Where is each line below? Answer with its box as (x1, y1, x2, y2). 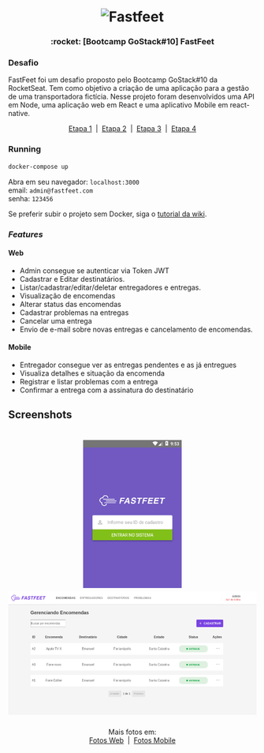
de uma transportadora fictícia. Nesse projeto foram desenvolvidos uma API (8, 92, 255, 102)
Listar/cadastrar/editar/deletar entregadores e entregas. (19, 283, 202, 292)
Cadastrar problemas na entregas (19, 308, 129, 317)
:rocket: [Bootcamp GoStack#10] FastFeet (50, 36, 214, 47)
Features (8, 229, 43, 240)
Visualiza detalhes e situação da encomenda (19, 368, 165, 378)
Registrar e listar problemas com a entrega (19, 376, 158, 386)
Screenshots (8, 408, 73, 421)
